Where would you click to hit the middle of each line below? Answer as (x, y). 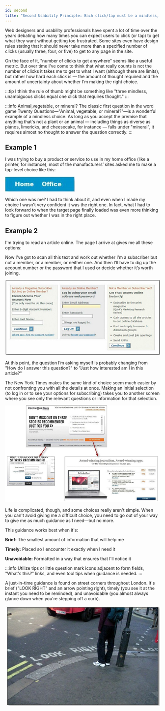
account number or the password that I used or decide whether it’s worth (79, 268)
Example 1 (21, 147)
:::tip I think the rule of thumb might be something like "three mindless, (76, 91)
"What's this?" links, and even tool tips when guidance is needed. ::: (74, 574)
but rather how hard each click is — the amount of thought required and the (82, 76)
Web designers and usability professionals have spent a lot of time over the (81, 30)
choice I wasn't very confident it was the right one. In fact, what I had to (78, 205)
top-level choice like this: (30, 170)
